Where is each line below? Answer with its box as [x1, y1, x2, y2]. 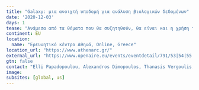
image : [6, 69, 23, 75]
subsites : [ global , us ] [6, 75, 65, 81]
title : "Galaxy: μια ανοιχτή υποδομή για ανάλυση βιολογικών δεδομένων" [6, 8, 190, 15]
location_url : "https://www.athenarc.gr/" [6, 47, 113, 53]
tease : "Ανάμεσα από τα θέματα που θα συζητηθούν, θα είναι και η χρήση [6, 25, 190, 31]
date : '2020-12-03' [6, 14, 54, 20]
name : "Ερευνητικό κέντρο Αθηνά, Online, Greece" [11, 42, 136, 48]
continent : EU [6, 31, 41, 37]
